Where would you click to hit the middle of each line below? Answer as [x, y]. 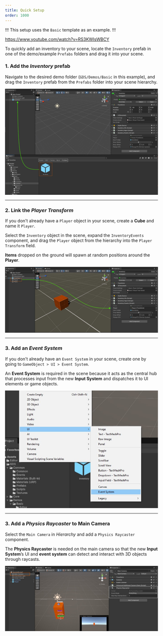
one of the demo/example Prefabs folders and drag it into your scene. [75, 54]
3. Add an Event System [34, 348]
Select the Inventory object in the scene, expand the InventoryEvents [74, 235]
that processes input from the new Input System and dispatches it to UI [77, 379]
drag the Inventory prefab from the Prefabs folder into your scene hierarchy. [81, 82]
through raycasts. [23, 559]
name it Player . [20, 226]
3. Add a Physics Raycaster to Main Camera [57, 524]
